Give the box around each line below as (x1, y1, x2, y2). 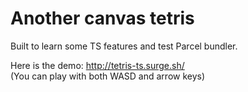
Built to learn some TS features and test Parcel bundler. (10, 40, 238, 52)
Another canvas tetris (10, 7, 195, 30)
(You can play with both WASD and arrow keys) (10, 70, 206, 82)
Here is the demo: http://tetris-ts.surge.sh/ (10, 59, 185, 71)
